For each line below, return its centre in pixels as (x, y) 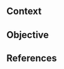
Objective (28, 35)
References (32, 58)
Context (24, 11)
